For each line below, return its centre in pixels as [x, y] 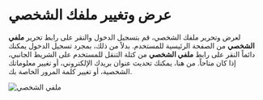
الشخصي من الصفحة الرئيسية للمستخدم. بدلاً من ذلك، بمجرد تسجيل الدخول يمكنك [131, 45]
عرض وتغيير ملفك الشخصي [90, 15]
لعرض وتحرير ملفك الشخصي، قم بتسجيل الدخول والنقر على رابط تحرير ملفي [125, 37]
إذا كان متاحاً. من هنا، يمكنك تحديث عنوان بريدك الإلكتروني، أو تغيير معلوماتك [122, 63]
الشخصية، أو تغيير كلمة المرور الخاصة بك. [70, 71]
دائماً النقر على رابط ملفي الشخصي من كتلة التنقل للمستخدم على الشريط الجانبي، [132, 54]
